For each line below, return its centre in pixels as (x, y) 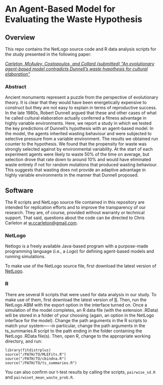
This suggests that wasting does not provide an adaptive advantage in (75, 170)
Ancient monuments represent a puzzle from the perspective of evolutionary (82, 97)
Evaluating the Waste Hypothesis (74, 19)
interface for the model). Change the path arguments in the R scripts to (76, 320)
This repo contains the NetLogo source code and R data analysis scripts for (81, 49)
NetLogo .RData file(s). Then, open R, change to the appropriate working (78, 336)
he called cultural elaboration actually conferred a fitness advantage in (76, 118)
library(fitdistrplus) (28, 350)
